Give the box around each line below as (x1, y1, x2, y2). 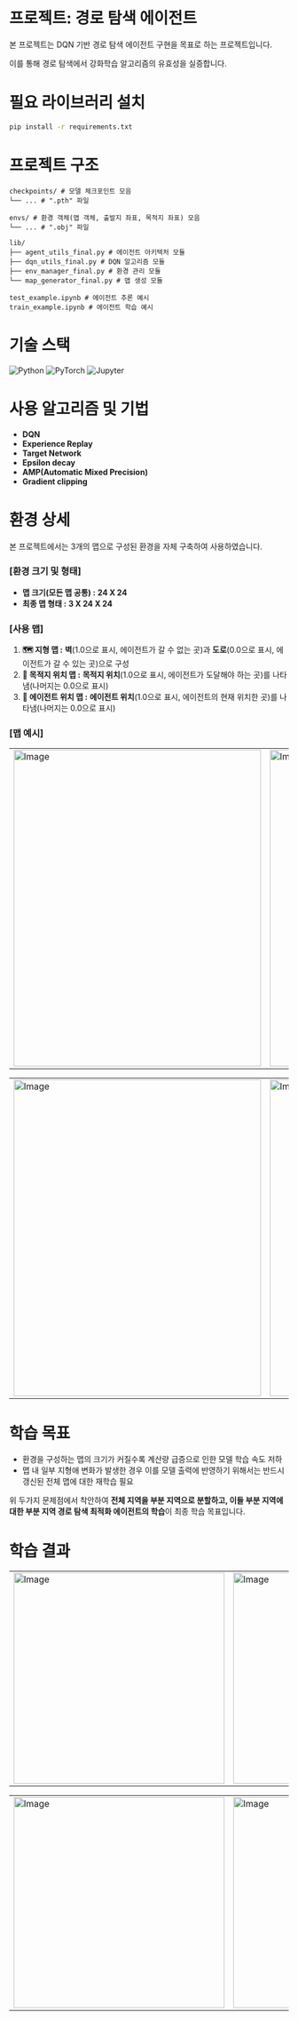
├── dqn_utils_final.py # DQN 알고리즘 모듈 (9, 257, 166, 266)
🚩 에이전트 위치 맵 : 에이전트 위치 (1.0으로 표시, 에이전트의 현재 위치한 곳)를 (21, 692, 278, 703)
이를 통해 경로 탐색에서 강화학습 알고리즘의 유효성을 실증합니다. (9, 58, 228, 68)
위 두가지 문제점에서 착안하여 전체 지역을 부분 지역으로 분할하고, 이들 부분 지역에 (9, 1495, 284, 1506)
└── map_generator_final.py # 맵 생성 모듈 (9, 276, 163, 285)
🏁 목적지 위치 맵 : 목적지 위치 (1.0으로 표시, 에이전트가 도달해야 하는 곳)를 (21, 670, 271, 680)
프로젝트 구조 (9, 155, 99, 175)
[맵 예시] (9, 728, 44, 740)
